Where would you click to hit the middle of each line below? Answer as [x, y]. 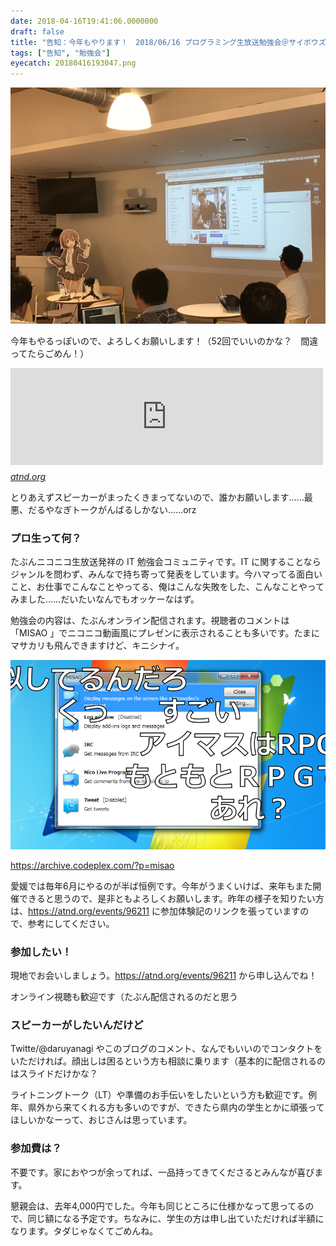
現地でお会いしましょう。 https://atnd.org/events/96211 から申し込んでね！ [164, 976]
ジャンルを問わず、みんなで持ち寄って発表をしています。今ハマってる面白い [166, 574]
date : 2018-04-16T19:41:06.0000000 [84, 21]
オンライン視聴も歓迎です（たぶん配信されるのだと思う [124, 997]
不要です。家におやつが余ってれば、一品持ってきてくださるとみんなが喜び [162, 1172]
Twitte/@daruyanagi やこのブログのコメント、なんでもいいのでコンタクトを [166, 1049]
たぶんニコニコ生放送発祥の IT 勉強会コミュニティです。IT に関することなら [166, 562]
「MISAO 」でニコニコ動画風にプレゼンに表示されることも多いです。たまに [165, 633]
